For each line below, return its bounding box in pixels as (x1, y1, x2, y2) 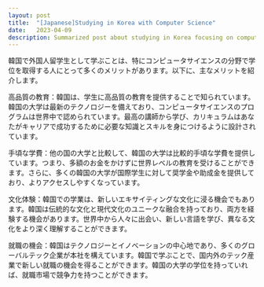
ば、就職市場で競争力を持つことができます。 (8, 270, 152, 280)
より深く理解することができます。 (21, 224, 132, 234)
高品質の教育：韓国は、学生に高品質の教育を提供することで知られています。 (8, 92, 255, 102)
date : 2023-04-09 (8, 26, 72, 34)
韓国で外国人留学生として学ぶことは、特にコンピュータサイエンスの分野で (8, 56, 249, 65)
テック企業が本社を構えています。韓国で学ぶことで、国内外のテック (28, 251, 247, 260)
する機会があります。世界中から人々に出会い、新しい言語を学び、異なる (14, 214, 249, 224)
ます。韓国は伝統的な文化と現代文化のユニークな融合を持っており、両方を (8, 204, 247, 214)
